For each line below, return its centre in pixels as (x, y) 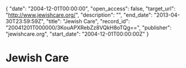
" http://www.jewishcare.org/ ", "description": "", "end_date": (79, 15)
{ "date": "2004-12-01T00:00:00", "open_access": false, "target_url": (91, 9)
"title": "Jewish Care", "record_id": (88, 21)
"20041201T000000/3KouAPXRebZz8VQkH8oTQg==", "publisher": (89, 27)
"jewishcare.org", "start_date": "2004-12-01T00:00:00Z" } (77, 34)
